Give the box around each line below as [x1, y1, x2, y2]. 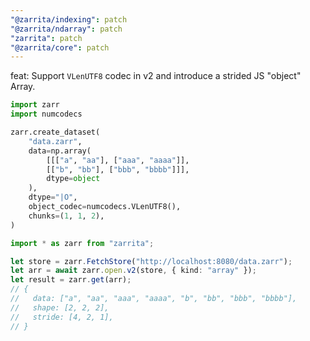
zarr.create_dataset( [10, 127, 101, 137]
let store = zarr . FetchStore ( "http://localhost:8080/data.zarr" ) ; [10, 256, 293, 266]
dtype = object [46, 174, 101, 184]
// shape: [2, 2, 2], [10, 302, 110, 313]
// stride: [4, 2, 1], [10, 312, 114, 322]
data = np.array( [28, 146, 92, 156]
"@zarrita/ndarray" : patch [10, 24, 123, 34]
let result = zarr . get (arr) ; [10, 275, 132, 285]
